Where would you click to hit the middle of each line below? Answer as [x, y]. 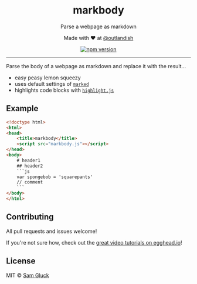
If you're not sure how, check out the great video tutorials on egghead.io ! [94, 242]
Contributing [30, 217]
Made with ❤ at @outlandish [98, 38]
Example [22, 108]
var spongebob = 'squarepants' [55, 177]
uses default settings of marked [52, 83]
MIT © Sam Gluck [28, 275]
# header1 [29, 160]
